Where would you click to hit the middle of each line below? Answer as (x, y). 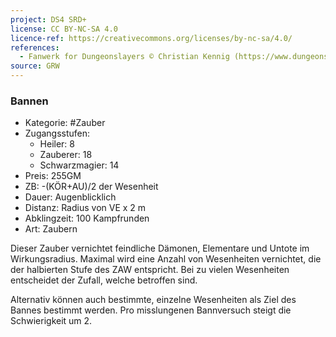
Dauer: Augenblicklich (70, 197)
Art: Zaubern (51, 229)
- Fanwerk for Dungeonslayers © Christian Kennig (124, 57)
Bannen (29, 101)
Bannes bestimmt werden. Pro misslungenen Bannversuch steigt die (151, 310)
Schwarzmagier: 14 (79, 165)
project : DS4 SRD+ (48, 19)
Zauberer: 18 (66, 155)
